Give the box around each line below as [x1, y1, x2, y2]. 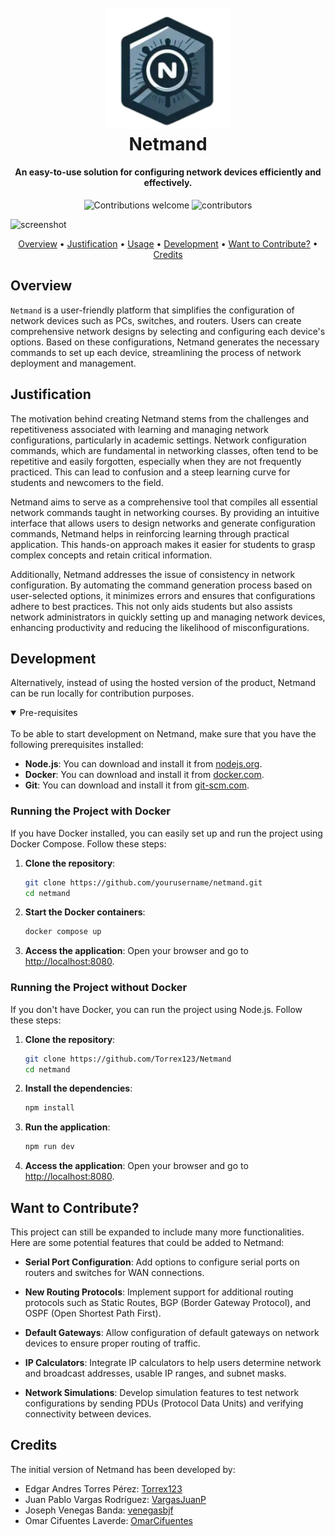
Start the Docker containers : [24, 906, 146, 918]
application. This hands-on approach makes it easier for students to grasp [10, 538, 316, 550]
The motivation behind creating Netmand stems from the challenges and [10, 412, 310, 425]
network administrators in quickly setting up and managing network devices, [10, 611, 326, 623]
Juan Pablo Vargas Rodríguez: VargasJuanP [24, 1493, 207, 1505]
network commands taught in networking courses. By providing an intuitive [10, 506, 320, 518]
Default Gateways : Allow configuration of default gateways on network [24, 1326, 320, 1338]
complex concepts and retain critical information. [10, 549, 213, 561]
